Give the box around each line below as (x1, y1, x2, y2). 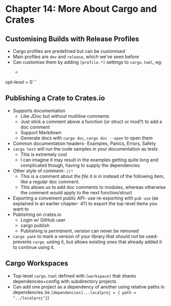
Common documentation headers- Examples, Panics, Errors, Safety (12, 140, 156, 147)
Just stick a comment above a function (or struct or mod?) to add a (20, 118, 162, 124)
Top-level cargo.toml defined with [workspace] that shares (12, 273, 136, 279)
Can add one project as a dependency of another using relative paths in (12, 283, 165, 290)
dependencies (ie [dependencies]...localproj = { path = (12, 289, 136, 295)
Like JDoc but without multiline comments (20, 113, 109, 119)
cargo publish (20, 222, 50, 228)
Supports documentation (12, 107, 66, 114)
